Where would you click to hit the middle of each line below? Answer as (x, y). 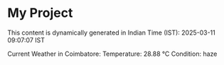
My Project (40, 13)
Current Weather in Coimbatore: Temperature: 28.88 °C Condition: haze (112, 54)
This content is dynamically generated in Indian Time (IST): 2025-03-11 (111, 32)
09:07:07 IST (26, 40)
